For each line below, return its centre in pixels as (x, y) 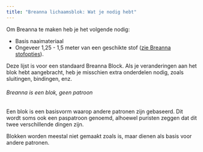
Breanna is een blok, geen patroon (49, 92)
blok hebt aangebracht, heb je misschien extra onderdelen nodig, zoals (95, 72)
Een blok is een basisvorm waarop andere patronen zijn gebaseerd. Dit (95, 111)
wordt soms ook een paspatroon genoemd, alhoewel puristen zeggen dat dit (101, 118)
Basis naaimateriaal (39, 41)
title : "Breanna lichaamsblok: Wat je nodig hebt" (72, 12)
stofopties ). (29, 54)
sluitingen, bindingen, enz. (39, 78)
